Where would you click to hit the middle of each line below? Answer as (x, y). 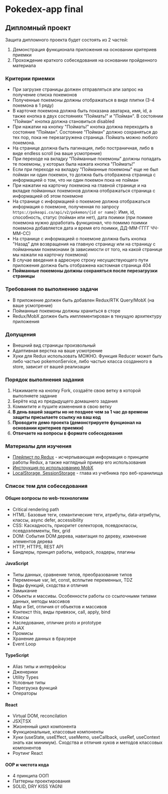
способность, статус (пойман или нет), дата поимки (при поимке (82, 217)
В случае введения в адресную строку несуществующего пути (80, 260)
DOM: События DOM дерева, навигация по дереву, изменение (79, 536)
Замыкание (25, 590)
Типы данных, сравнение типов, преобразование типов (72, 574)
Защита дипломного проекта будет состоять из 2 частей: (67, 40)
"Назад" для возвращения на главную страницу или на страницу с (84, 244)
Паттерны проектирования (41, 781)
